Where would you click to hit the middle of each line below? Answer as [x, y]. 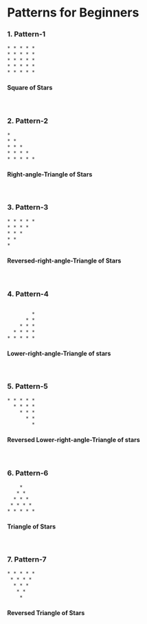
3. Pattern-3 [28, 208]
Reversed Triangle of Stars [46, 613]
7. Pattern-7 [27, 559]
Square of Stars [30, 88]
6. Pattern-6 [28, 473]
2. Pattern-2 [27, 120]
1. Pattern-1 [26, 34]
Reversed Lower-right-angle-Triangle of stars [73, 440]
